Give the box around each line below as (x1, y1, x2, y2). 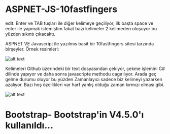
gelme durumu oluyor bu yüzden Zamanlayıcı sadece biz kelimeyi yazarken (5, 76, 162, 82)
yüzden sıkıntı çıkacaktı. (5, 31, 56, 37)
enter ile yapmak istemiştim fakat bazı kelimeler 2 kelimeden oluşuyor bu (5, 25, 157, 31)
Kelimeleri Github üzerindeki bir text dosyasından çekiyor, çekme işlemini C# (5, 65, 165, 72)
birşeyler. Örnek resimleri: (5, 46, 59, 52)
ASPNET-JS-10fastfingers (5, 4, 118, 15)
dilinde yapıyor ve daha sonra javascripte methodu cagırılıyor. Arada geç (5, 71, 157, 77)
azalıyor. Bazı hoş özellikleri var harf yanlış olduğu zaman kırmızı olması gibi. (5, 82, 165, 88)
